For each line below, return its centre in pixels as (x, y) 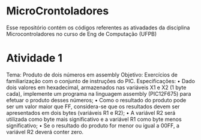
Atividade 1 (34, 58)
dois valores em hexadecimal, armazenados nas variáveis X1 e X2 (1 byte (96, 87)
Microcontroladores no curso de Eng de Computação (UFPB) (82, 34)
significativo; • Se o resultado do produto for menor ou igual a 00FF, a (93, 125)
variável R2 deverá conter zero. (45, 132)
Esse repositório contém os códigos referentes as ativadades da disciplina (98, 28)
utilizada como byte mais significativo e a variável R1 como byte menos (94, 119)
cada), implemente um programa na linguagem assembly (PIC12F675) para (99, 93)
